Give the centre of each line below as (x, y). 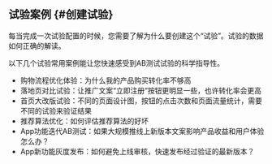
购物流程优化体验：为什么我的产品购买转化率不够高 (106, 80)
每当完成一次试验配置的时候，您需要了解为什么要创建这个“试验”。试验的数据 (136, 36)
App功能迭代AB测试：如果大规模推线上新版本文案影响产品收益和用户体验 (142, 131)
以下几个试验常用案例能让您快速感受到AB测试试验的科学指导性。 (117, 63)
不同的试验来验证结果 (56, 110)
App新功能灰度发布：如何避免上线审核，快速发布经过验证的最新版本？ (137, 151)
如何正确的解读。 (37, 45)
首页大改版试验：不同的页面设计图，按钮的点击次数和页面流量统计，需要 (141, 101)
